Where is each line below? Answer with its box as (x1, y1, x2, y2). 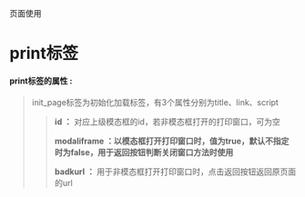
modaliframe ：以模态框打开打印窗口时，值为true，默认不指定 (54, 135, 290, 147)
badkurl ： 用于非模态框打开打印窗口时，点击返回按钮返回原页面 (54, 166, 297, 177)
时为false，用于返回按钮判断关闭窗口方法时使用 (54, 147, 234, 158)
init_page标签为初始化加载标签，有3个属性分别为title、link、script (31, 97, 280, 108)
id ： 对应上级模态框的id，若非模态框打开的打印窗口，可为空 (54, 116, 280, 127)
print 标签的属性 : (9, 75, 73, 86)
